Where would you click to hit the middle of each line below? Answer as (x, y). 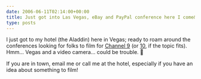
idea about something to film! (42, 70)
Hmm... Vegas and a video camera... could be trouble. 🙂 (75, 52)
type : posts (21, 23)
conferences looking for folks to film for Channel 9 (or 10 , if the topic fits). (97, 46)
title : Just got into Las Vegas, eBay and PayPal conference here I (93, 17)
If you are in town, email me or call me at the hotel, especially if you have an (100, 64)
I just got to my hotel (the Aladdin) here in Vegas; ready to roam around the (98, 40)
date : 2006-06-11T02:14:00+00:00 (48, 12)
